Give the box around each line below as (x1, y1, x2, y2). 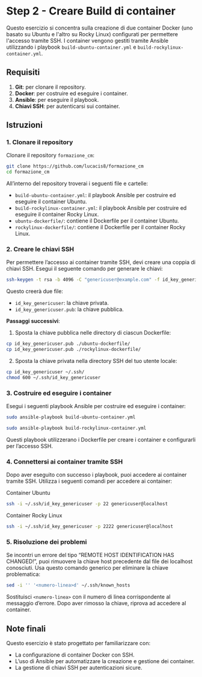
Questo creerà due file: (6, 288, 63, 295)
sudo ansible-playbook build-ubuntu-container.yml (6, 414, 136, 420)
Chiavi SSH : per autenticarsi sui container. (14, 102, 120, 110)
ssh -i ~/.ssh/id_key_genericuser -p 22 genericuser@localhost (6, 501, 168, 507)
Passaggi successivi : (6, 318, 60, 325)
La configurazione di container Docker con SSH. (14, 651, 135, 658)
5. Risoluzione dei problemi (6, 538, 87, 546)
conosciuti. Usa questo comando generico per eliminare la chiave (6, 564, 168, 572)
